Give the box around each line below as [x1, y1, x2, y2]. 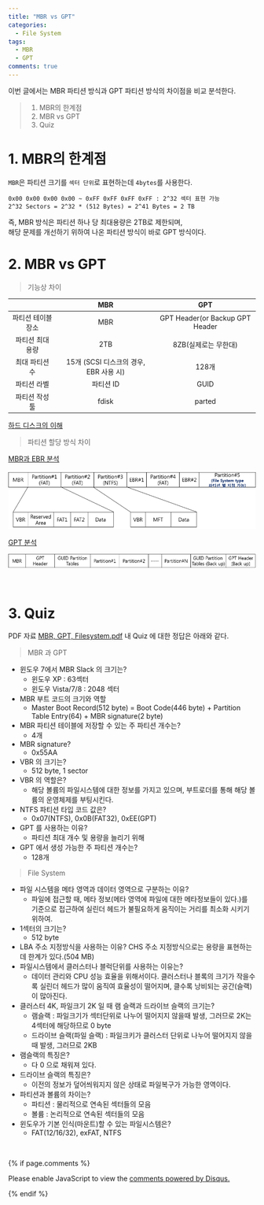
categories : [8, 20, 47, 29]
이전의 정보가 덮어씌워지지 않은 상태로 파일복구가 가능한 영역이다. [31, 1080, 231, 1089]
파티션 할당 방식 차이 [27, 438, 91, 446]
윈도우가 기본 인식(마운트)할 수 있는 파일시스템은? [19, 1119, 171, 1129]
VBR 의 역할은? [19, 775, 67, 785]
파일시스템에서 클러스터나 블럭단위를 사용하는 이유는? [19, 962, 183, 971]
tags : [8, 38, 26, 46]
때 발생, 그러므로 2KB [31, 1041, 97, 1050]
